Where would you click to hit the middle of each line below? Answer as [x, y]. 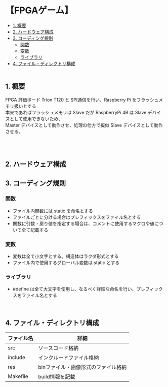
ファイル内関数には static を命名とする [53, 211]
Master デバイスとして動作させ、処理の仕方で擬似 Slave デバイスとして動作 [84, 125]
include [16, 358]
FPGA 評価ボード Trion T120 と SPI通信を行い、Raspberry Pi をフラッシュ [82, 100]
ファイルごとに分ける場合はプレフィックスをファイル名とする [77, 217]
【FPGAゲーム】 [39, 10]
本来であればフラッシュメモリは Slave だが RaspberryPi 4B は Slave [76, 112]
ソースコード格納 [58, 348]
